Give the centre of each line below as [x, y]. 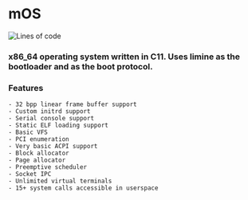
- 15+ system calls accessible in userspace [83, 188]
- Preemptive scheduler [48, 167]
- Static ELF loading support [59, 125]
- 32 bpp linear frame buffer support [73, 104]
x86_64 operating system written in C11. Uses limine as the [124, 57]
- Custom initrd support [49, 112]
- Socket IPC [30, 175]
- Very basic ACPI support [53, 147]
